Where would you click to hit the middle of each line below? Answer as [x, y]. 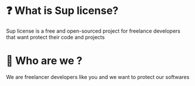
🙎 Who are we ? [44, 61]
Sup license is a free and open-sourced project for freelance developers [93, 31]
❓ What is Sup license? [62, 11]
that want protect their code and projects [56, 37]
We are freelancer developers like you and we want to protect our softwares [98, 77]
